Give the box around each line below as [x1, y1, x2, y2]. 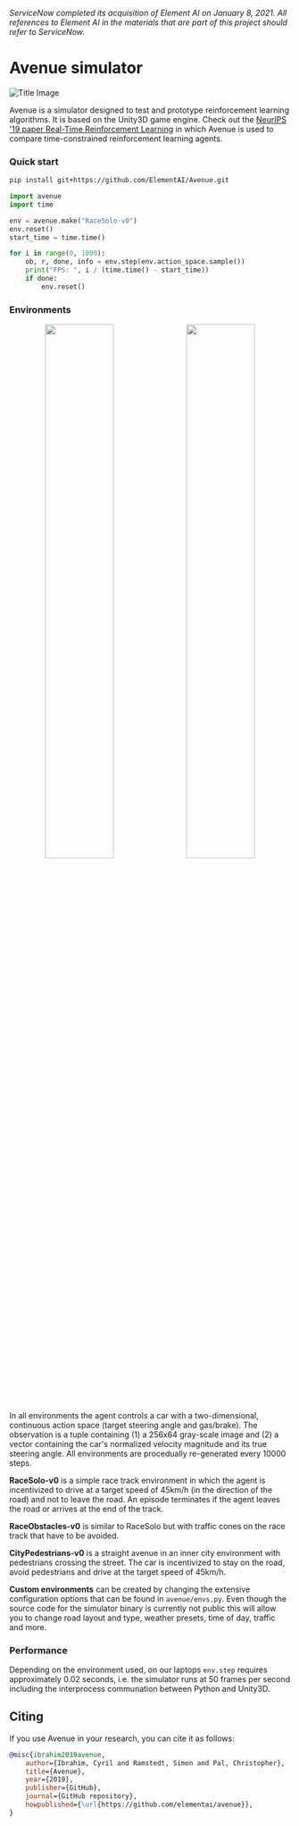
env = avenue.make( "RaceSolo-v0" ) [9, 216, 138, 225]
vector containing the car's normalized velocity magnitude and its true [9, 1438, 268, 1449]
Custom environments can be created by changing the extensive [9, 1584, 251, 1595]
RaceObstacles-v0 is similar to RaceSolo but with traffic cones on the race [9, 1520, 286, 1531]
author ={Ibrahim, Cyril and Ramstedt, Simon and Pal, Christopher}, [25, 1758, 286, 1768]
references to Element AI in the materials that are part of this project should [9, 17, 288, 28]
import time [9, 200, 54, 209]
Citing [9, 1709, 44, 1724]
